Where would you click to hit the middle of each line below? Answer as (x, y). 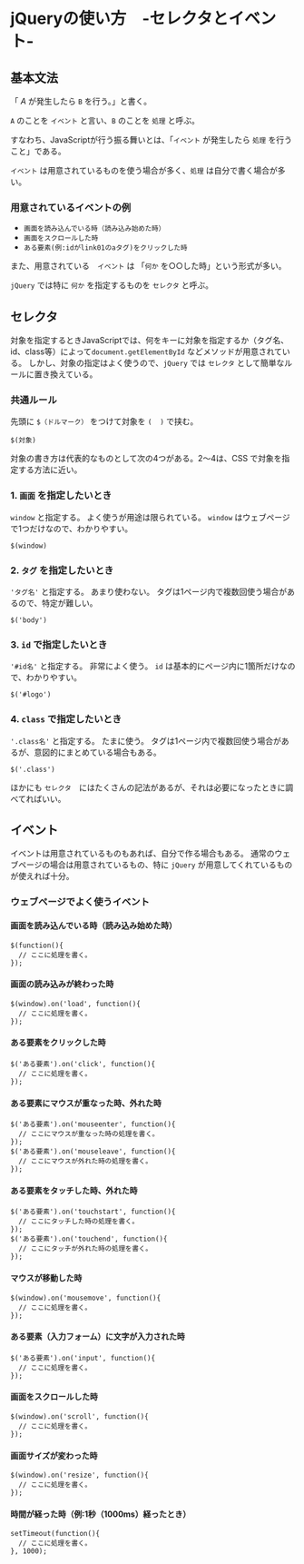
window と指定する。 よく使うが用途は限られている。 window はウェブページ (150, 517)
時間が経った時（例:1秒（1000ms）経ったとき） (101, 1514)
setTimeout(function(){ (55, 1534)
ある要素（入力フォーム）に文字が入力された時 (98, 1337)
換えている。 (74, 374)
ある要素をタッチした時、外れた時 (74, 1190)
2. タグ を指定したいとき (62, 570)
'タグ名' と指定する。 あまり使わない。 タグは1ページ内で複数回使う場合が (149, 592)
